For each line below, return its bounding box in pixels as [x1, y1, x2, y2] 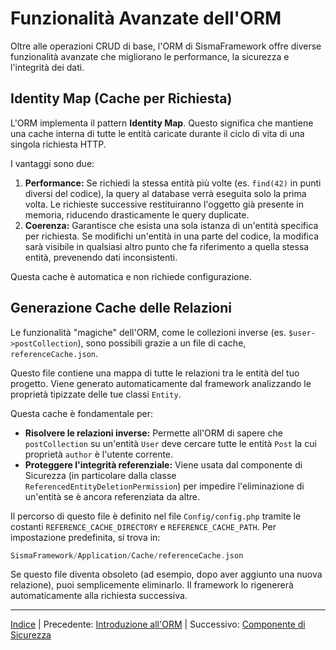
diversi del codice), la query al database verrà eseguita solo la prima [24, 187, 307, 199]
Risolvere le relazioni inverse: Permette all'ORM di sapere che [24, 427, 283, 439]
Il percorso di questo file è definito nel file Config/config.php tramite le [10, 510, 302, 522]
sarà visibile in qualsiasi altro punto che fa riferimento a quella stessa [24, 240, 310, 252]
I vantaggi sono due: [10, 157, 95, 169]
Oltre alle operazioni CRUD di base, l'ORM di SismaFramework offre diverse [10, 40, 322, 52]
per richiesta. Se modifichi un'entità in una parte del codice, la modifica [24, 230, 319, 242]
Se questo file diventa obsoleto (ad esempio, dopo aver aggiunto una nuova [10, 568, 323, 581]
